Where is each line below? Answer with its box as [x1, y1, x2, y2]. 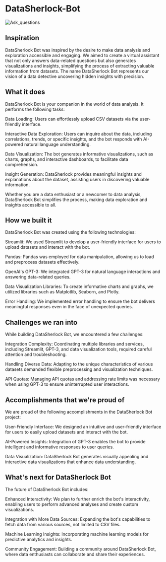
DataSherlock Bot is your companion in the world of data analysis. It [5, 101, 144, 107]
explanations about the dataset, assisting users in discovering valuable [5, 176, 150, 182]
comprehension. [5, 161, 39, 167]
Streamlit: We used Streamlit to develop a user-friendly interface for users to [5, 239, 161, 245]
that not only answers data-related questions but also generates [5, 58, 136, 64]
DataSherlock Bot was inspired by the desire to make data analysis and [5, 47, 150, 53]
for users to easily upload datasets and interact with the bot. [5, 429, 128, 435]
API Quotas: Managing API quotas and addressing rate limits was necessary [5, 376, 160, 382]
